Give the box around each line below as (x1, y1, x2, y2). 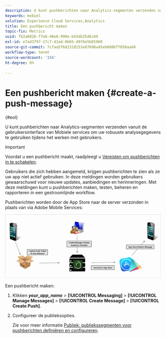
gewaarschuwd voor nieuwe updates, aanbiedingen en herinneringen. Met (5, 179, 157, 185)
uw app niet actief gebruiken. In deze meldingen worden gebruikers (5, 174, 143, 180)
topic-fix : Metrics (5, 29, 45, 34)
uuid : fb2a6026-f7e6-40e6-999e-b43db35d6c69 (5, 34, 98, 39)
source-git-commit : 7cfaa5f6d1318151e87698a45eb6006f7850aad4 (5, 45, 136, 50)
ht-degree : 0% (5, 60, 35, 65)
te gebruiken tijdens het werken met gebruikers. (5, 134, 103, 141)
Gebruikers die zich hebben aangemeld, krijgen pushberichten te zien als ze (5, 169, 160, 174)
